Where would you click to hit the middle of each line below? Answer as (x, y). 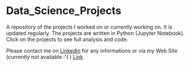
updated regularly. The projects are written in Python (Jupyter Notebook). (95, 33)
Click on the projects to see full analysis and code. (67, 39)
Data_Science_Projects (64, 11)
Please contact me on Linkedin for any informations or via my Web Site (92, 50)
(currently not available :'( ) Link (45, 57)
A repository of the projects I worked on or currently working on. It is (89, 27)
